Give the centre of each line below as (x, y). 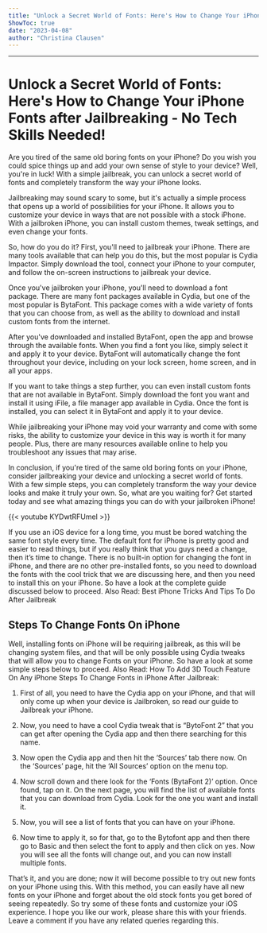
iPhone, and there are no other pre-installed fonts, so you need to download (132, 566)
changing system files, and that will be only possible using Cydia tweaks (127, 652)
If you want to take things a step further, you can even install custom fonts (130, 386)
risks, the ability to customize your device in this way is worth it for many (127, 436)
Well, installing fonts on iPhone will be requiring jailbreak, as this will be (124, 644)
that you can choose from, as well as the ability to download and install (124, 313)
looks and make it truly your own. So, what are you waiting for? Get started (130, 493)
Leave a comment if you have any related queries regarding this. (114, 920)
